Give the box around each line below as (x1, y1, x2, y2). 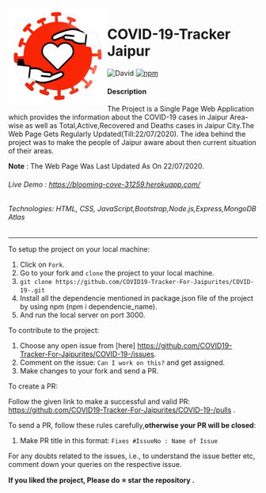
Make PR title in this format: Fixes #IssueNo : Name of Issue (19, 435, 218, 445)
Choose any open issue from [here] (19, 340, 136, 350)
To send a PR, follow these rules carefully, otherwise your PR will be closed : (8, 420, 256, 430)
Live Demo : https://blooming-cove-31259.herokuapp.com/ (8, 180, 200, 189)
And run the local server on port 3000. (19, 310, 146, 320)
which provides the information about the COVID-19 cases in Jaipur (8, 112, 228, 122)
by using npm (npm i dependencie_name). (19, 301, 158, 311)
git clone (19, 278, 53, 286)
